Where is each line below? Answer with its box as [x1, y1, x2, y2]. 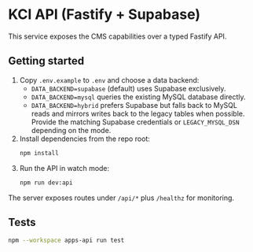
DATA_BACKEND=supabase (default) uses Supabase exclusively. [31, 83, 226, 93]
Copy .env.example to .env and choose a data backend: [19, 75, 200, 84]
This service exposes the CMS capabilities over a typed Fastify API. [8, 31, 227, 41]
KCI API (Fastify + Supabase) [8, 6, 201, 24]
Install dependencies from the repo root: [19, 134, 151, 143]
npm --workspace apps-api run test [8, 236, 125, 245]
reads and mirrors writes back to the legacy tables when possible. [31, 109, 245, 118]
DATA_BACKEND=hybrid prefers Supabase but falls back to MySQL [31, 100, 238, 109]
